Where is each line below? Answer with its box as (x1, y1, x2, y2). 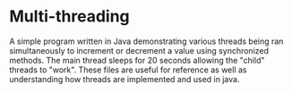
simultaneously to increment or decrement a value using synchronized (9, 45, 270, 55)
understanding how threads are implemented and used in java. (9, 73, 240, 84)
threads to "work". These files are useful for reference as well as (9, 64, 248, 75)
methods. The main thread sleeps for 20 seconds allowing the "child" (9, 55, 265, 65)
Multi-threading (9, 6, 130, 27)
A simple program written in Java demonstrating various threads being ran (9, 36, 284, 46)
